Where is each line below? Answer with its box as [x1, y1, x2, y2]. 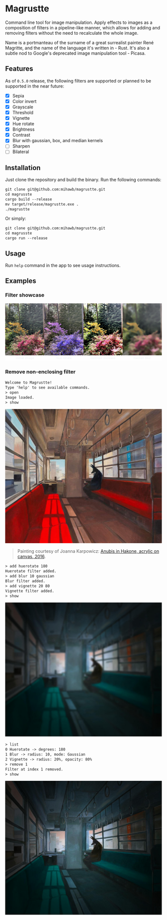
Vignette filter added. [5, 588, 55, 593]
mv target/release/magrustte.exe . [5, 202, 79, 207]
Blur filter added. [5, 579, 46, 584]
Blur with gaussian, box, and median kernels [12, 138, 103, 144]
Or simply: [5, 216, 26, 222]
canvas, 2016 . [17, 553, 46, 559]
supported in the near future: [5, 83, 65, 89]
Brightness [12, 126, 35, 132]
